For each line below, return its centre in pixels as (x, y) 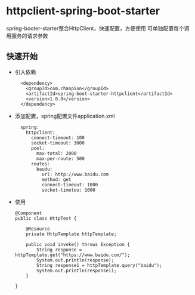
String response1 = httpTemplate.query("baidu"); (99, 265)
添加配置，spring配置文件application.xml (65, 116)
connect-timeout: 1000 (70, 185)
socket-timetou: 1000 (68, 190)
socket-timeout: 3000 (58, 143)
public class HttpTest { (46, 218)
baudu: (45, 169)
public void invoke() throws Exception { (78, 244)
